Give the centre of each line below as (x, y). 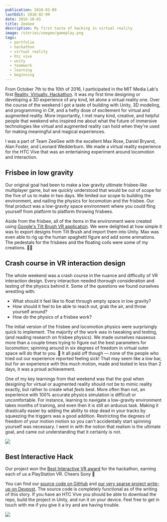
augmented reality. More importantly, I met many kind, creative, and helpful (82, 115)
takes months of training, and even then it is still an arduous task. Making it (82, 405)
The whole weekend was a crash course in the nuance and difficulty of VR (82, 275)
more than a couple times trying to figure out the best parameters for (76, 342)
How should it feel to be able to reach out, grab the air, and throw (79, 306)
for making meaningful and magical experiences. (55, 131)
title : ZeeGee (20, 24)
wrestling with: (20, 291)
